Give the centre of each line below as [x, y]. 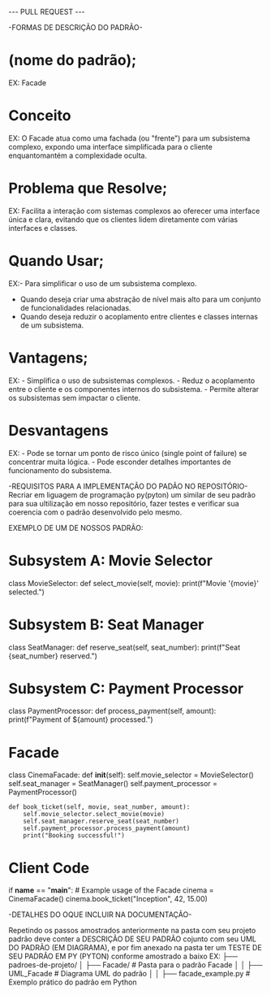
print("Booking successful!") [74, 836]
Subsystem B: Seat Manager [106, 624]
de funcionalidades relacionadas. [75, 307]
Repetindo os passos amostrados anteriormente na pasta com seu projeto [132, 931]
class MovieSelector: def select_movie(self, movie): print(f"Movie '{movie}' [134, 583]
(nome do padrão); [73, 61]
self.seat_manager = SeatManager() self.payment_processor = [113, 784]
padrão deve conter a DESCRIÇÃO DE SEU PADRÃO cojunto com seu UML [133, 939]
